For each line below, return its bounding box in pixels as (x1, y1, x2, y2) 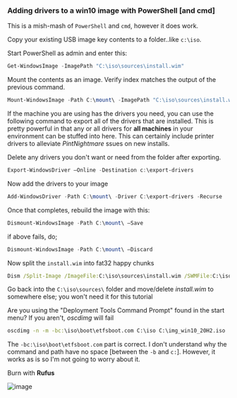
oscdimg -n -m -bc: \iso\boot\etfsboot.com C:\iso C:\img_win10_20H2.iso (7, 327, 226, 334)
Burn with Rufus (7, 369, 55, 378)
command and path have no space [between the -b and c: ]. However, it (7, 348, 216, 356)
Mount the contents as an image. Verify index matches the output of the (7, 76, 217, 84)
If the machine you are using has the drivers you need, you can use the (7, 109, 214, 118)
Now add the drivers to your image (7, 179, 109, 188)
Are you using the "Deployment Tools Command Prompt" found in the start (7, 306, 225, 315)
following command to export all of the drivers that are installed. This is (7, 117, 214, 126)
